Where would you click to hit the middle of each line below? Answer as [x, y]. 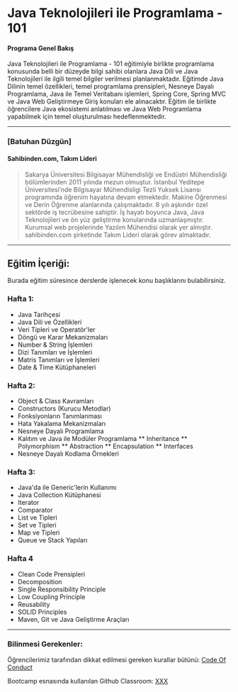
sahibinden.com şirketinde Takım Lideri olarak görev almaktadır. [118, 235]
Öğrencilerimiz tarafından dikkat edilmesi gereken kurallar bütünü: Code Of [117, 659]
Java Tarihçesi [39, 314]
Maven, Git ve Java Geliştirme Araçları [73, 619]
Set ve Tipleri [37, 525]
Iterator [28, 503]
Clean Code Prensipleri [51, 574]
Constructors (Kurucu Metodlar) [64, 408]
